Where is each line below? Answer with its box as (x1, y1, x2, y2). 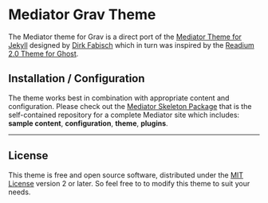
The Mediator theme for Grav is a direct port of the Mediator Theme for (8, 32, 242, 41)
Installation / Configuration (8, 72, 145, 85)
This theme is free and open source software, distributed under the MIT (8, 170, 244, 180)
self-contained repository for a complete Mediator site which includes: (8, 110, 240, 119)
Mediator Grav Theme (8, 6, 156, 24)
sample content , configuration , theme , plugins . (8, 118, 169, 128)
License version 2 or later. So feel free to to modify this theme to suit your (8, 178, 250, 188)
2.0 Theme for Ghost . (8, 49, 79, 58)
